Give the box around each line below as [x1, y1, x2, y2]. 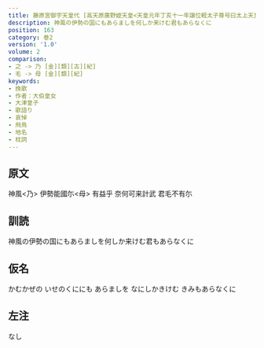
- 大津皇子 [8, 99, 39, 107]
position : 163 [8, 26, 55, 34]
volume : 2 [8, 48, 41, 56]
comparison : [8, 56, 47, 64]
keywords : [8, 77, 41, 85]
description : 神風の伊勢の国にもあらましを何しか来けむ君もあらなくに [8, 19, 212, 27]
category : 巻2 [8, 33, 53, 42]
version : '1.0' [8, 41, 58, 49]
